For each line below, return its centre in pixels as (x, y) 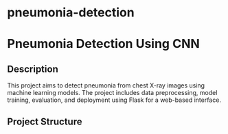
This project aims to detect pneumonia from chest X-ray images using (106, 85)
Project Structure (45, 121)
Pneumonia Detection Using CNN (104, 44)
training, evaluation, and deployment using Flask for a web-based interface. (114, 100)
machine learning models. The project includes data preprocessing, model (112, 93)
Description (33, 69)
